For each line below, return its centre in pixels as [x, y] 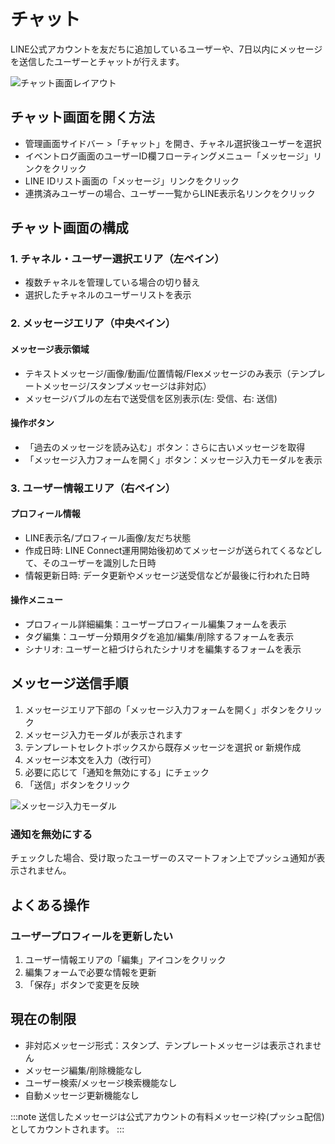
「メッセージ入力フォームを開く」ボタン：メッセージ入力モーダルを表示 [173, 459]
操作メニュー [36, 600]
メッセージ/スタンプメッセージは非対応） [127, 386]
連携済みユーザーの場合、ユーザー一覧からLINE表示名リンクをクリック [170, 193]
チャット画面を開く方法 [82, 117]
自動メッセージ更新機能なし [82, 1095]
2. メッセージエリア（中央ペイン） [93, 323]
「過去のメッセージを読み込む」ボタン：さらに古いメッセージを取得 [165, 447]
